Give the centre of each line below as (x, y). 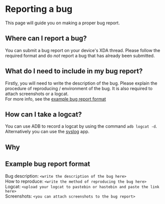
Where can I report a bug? (46, 38)
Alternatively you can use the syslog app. (47, 132)
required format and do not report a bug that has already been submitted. (80, 55)
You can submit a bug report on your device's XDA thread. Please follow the (83, 50)
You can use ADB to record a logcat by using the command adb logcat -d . (81, 126)
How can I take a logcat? (44, 114)
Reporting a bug (39, 9)
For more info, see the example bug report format (56, 99)
